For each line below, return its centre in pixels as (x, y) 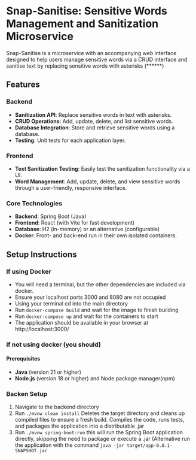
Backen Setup (27, 394)
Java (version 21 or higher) (48, 372)
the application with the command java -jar (69, 445)
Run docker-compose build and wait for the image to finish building (97, 310)
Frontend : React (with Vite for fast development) (75, 223)
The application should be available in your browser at (81, 322)
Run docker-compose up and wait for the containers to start (86, 316)
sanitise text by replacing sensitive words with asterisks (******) (85, 66)
